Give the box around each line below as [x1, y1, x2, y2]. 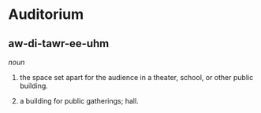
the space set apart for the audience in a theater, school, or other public [19, 73, 254, 82]
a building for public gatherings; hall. [19, 97, 140, 105]
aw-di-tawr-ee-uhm [8, 37, 110, 50]
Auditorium [8, 5, 84, 24]
